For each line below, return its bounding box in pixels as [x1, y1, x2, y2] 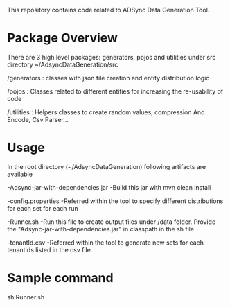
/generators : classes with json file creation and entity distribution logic [7, 73, 210, 82]
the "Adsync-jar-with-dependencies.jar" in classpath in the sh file [7, 225, 195, 233]
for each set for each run [7, 204, 78, 212]
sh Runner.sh [7, 292, 45, 301]
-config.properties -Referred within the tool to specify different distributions [7, 197, 224, 205]
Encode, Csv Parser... [7, 115, 69, 123]
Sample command [7, 270, 114, 286]
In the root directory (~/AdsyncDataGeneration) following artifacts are [7, 162, 206, 170]
